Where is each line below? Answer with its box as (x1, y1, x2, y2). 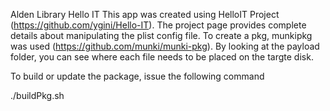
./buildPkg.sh (10, 90, 65, 101)
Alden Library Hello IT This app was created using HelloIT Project (10, 9, 280, 20)
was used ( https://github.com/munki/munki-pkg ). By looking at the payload (10, 40, 320, 52)
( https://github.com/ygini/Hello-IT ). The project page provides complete (10, 19, 307, 31)
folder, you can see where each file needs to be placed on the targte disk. (10, 51, 314, 63)
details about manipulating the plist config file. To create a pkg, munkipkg (10, 30, 313, 41)
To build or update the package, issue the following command (10, 70, 265, 82)
